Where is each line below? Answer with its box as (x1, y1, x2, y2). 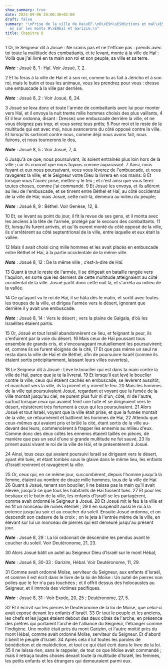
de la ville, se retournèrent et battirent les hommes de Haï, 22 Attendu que (5, 415, 158, 420)
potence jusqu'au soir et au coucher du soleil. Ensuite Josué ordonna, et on (5, 509, 161, 515)
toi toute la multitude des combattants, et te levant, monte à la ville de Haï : (5, 50, 159, 56)
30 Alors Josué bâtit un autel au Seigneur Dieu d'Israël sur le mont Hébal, (5, 549, 156, 555)
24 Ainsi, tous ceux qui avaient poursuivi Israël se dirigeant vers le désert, (5, 451, 157, 457)
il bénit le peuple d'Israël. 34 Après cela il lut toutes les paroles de (5, 636, 141, 642)
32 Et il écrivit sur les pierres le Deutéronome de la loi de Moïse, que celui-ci (5, 605, 162, 610)
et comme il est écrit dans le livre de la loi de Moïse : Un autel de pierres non (5, 575, 163, 580)
